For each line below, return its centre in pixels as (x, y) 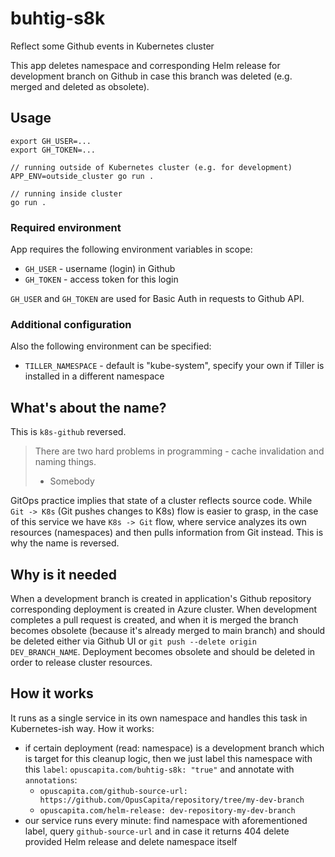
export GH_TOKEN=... (53, 150)
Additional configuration (71, 324)
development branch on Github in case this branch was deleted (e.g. (151, 76)
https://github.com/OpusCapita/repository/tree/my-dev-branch (172, 800)
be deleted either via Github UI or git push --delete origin (133, 641)
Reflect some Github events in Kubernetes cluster (112, 46)
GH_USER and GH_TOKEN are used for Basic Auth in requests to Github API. (157, 299)
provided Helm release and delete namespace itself (131, 841)
